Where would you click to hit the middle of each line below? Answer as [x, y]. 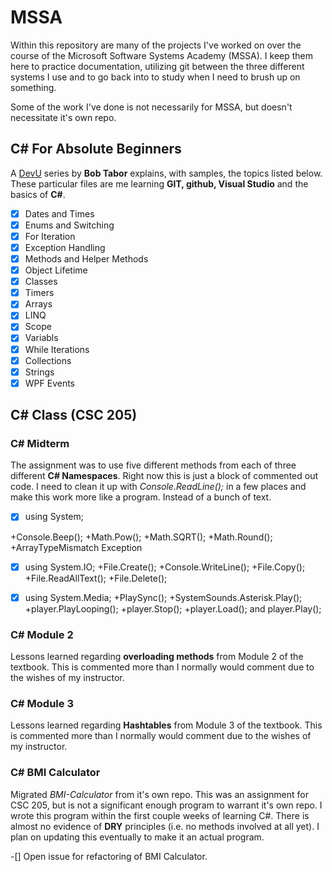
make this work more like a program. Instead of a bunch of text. [141, 497]
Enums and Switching [69, 225]
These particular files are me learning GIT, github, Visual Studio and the [159, 183]
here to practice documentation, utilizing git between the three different [157, 66]
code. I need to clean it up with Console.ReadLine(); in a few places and [158, 487]
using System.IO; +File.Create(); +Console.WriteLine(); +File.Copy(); [165, 567]
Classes [41, 282]
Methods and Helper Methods [86, 259]
